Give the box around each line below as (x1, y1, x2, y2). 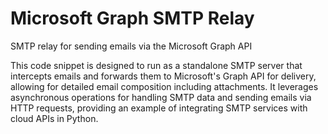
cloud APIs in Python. (10, 112, 99, 124)
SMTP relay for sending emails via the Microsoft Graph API (10, 40, 253, 52)
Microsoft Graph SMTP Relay (10, 7, 255, 30)
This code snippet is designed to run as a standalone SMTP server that (10, 59, 303, 71)
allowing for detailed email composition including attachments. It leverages (10, 80, 319, 92)
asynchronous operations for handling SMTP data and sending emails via (10, 91, 312, 103)
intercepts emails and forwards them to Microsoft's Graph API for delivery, (10, 70, 317, 82)
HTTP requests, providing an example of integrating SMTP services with (10, 102, 308, 114)
